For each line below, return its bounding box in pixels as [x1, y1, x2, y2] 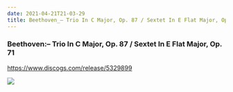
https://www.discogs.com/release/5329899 [7, 64, 132, 72]
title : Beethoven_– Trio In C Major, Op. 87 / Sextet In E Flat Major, [7, 17, 218, 24]
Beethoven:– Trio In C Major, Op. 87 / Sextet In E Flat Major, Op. [7, 39, 223, 49]
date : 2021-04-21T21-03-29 [7, 10, 85, 17]
